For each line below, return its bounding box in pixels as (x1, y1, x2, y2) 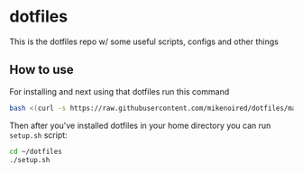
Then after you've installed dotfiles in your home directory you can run (9, 120, 271, 131)
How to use (9, 62, 74, 77)
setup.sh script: (9, 129, 68, 141)
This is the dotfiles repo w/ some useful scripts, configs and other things (9, 36, 280, 47)
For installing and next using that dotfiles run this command (9, 86, 230, 96)
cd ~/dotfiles (9, 147, 63, 156)
